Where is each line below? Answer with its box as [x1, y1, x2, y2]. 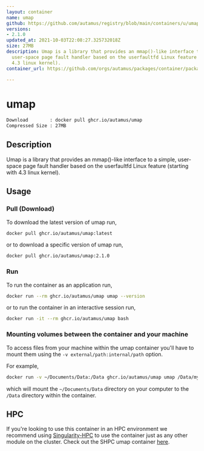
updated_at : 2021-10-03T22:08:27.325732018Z [6, 37, 121, 43]
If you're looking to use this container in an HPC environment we [6, 425, 168, 433]
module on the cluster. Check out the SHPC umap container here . [6, 438, 170, 446]
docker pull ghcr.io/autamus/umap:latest [6, 230, 113, 236]
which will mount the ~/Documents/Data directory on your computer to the [6, 385, 189, 393]
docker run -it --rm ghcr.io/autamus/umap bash [6, 316, 129, 322]
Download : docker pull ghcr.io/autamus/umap [6, 117, 143, 124]
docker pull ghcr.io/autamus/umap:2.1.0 [6, 253, 110, 259]
